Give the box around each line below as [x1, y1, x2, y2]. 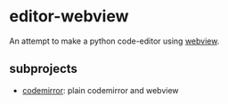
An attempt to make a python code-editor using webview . [9, 36, 220, 46]
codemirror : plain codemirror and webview [21, 84, 180, 95]
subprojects [9, 61, 78, 76]
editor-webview [9, 6, 129, 27]
